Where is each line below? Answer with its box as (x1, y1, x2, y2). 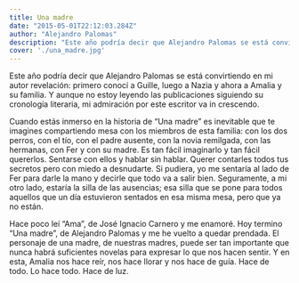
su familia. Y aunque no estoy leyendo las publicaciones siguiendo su (9, 90, 264, 101)
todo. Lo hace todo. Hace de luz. (9, 266, 129, 277)
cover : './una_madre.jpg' (9, 46, 105, 55)
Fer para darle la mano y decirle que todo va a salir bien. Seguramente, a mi (9, 173, 287, 183)
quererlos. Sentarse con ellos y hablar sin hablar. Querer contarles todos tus (9, 154, 289, 165)
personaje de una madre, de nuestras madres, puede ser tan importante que (9, 238, 289, 248)
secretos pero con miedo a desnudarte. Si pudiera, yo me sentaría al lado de (9, 164, 290, 174)
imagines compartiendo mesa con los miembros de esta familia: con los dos (9, 125, 287, 136)
